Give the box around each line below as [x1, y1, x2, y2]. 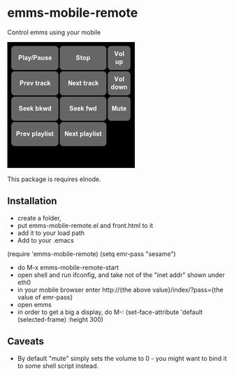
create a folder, [17, 213, 61, 222]
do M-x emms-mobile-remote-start [17, 263, 119, 271]
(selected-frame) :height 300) [17, 315, 103, 323]
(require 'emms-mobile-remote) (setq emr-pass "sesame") [7, 250, 176, 258]
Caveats [7, 336, 44, 348]
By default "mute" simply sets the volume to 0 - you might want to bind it [17, 354, 227, 362]
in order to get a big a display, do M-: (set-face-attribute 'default [17, 308, 203, 316]
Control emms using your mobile [7, 28, 101, 36]
